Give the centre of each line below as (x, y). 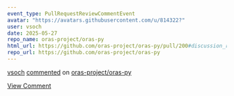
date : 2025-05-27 (32, 33)
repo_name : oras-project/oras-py (56, 40)
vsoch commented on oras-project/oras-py (70, 72)
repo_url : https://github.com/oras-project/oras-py (84, 53)
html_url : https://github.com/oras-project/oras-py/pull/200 (98, 46)
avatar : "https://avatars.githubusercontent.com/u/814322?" (96, 20)
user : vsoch (24, 26)
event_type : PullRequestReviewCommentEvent (71, 14)
